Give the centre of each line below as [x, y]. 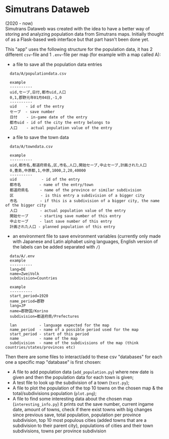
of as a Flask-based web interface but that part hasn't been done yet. [77, 39]
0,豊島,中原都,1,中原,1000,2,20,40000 [48, 170]
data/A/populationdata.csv [38, 74]
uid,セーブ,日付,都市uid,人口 [38, 92]
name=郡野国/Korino [29, 311]
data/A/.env [22, 256]
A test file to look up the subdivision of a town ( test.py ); [71, 382]
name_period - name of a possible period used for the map [74, 329]
